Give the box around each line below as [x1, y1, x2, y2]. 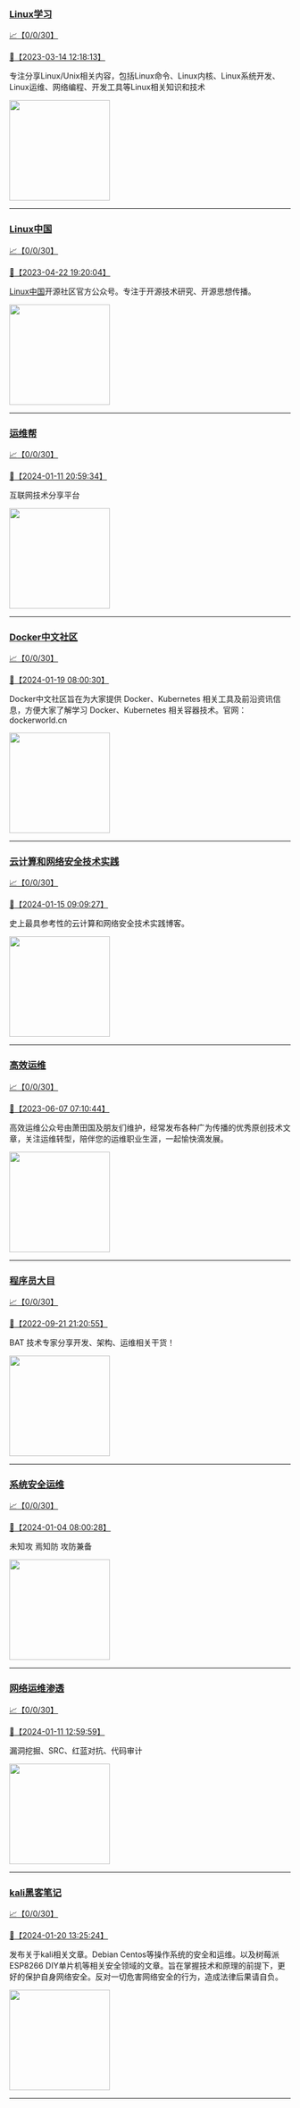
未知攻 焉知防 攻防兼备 [9, 1541, 92, 1552]
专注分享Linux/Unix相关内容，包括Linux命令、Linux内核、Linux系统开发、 [9, 71, 280, 81]
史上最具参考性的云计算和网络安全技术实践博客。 [9, 918, 189, 929]
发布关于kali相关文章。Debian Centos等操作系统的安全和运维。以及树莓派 [9, 1949, 279, 1960]
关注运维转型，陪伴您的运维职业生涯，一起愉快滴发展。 [24, 1133, 229, 1144]
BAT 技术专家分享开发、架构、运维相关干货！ [9, 1337, 176, 1348]
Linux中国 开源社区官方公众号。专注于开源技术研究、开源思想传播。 [9, 286, 256, 297]
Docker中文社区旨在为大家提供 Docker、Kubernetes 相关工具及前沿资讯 [9, 694, 274, 705]
